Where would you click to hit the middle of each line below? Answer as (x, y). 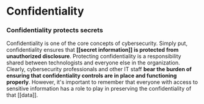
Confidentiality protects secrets (55, 30)
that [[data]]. (22, 95)
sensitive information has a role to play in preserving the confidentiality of (99, 89)
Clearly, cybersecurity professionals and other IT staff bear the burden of (99, 69)
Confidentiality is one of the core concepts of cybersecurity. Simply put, (97, 43)
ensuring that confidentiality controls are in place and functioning (92, 76)
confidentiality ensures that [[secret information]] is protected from (93, 50)
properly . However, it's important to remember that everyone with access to (102, 82)
